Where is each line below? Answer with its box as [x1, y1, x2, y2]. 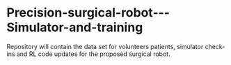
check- [205, 42, 225, 50]
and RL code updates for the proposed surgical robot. [16, 50, 171, 58]
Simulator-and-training [6, 19, 143, 35]
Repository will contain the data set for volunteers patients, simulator [6, 42, 204, 50]
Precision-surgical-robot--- [6, 5, 170, 21]
